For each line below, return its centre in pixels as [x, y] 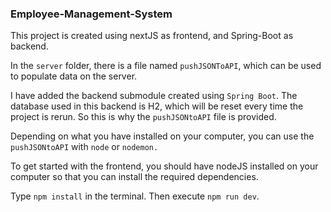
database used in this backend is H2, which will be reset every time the [157, 106]
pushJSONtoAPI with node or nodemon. [84, 147]
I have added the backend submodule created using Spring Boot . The [154, 96]
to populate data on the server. [74, 76]
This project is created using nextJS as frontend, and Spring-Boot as [152, 36]
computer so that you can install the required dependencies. [134, 177]
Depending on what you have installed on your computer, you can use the [162, 136]
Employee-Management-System [91, 14]
